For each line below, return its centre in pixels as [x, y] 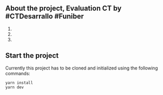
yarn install [19, 83]
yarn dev [15, 87]
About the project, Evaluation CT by [64, 8]
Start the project [32, 56]
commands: [18, 73]
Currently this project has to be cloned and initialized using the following [81, 68]
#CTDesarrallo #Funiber [45, 17]
